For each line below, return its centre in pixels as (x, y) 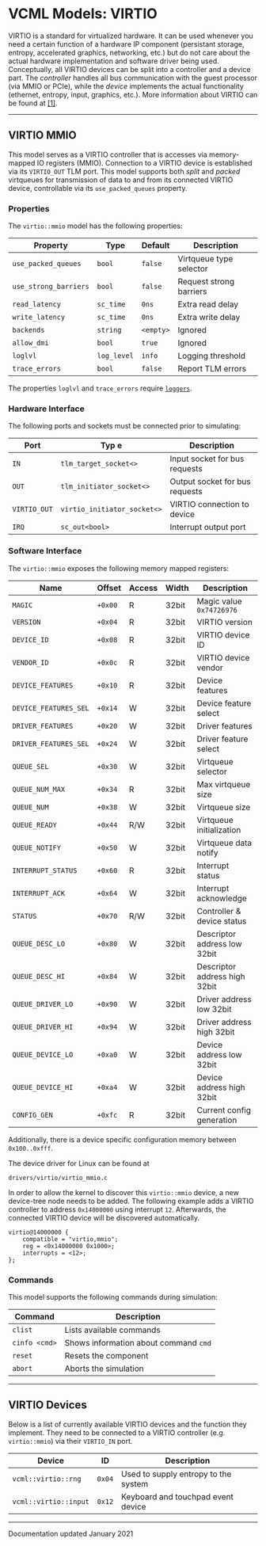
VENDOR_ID (30, 663)
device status (222, 921)
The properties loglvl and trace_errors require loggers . (100, 388)
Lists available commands (112, 1330)
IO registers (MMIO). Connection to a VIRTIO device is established (144, 162)
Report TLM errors (212, 369)
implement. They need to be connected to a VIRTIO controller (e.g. (117, 1432)
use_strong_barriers (51, 287)
